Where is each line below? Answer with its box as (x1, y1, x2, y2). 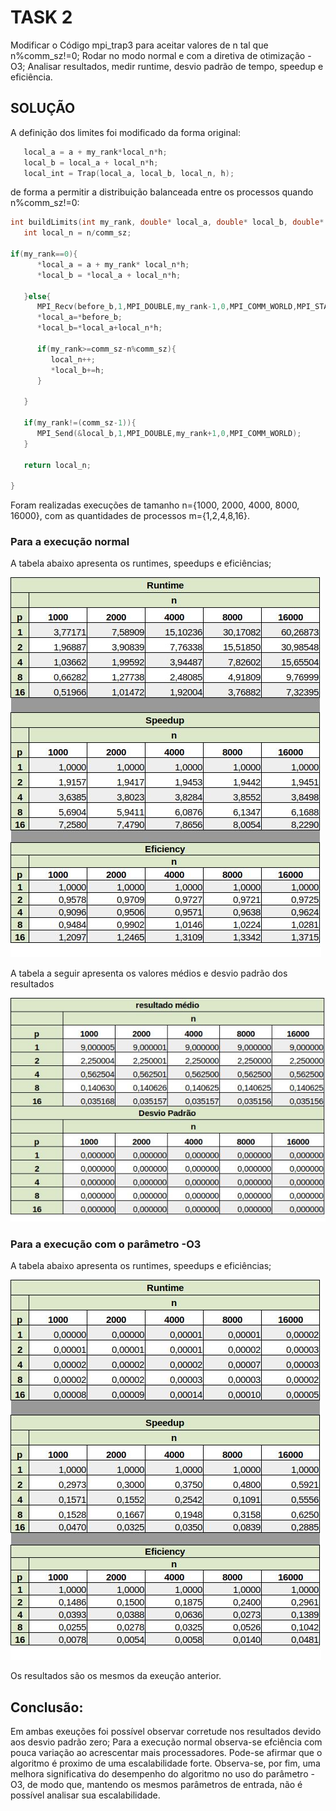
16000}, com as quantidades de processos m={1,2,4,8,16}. (10, 510, 251, 522)
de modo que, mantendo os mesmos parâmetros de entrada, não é (27, 1779, 303, 1791)
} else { (23, 291, 52, 301)
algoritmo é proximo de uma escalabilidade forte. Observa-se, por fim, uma (10, 1757, 321, 1770)
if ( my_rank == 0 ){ (10, 249, 78, 259)
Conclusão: (10, 1699, 84, 1716)
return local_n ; (23, 460, 92, 470)
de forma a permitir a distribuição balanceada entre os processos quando (10, 186, 314, 198)
